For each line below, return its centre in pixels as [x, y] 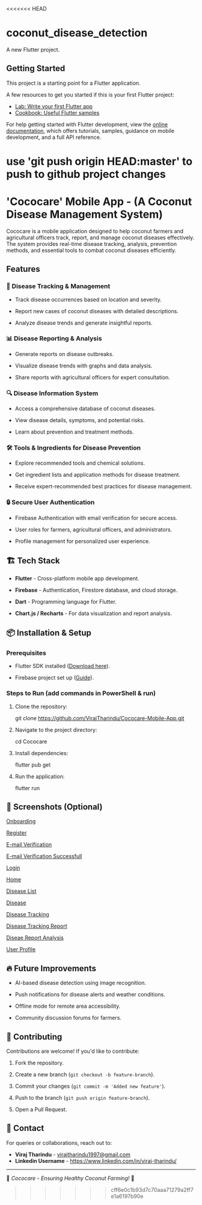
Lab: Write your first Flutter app [54, 106]
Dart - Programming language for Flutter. [66, 601]
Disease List [21, 891]
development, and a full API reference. [54, 137]
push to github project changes [86, 174]
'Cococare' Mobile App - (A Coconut [99, 202]
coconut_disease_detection [77, 33]
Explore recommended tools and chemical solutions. [80, 463]
